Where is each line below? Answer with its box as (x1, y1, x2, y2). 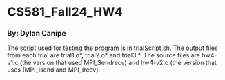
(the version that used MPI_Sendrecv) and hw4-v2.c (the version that (19, 59, 217, 67)
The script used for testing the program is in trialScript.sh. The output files (7, 44, 219, 52)
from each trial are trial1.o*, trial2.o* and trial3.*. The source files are (7, 51, 200, 59)
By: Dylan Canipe (7, 29, 66, 38)
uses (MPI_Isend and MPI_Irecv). (7, 66, 101, 74)
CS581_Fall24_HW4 (7, 4, 123, 20)
